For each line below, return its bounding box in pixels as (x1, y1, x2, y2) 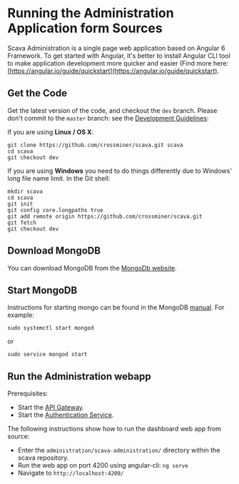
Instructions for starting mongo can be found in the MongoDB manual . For (7, 303, 225, 312)
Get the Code (7, 87, 68, 99)
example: (7, 311, 34, 319)
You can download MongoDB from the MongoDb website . (7, 263, 177, 272)
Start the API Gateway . (17, 403, 84, 412)
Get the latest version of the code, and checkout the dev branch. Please (7, 106, 218, 115)
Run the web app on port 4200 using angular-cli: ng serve (17, 461, 189, 470)
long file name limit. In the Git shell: (7, 173, 111, 183)
